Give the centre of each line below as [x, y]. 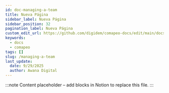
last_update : [19, 61]
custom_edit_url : [23, 33]
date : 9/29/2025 [27, 66]
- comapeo [20, 47]
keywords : [16, 38]
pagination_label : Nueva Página [39, 29]
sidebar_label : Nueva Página [36, 19]
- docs [17, 43]
